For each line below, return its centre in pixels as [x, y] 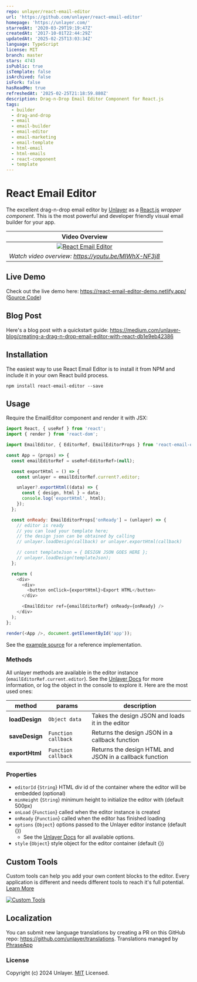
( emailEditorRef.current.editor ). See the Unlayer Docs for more [85, 678]
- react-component [34, 159]
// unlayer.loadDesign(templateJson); [64, 558]
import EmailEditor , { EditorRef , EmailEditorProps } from [80, 445]
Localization [29, 918]
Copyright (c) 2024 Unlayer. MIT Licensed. [58, 973]
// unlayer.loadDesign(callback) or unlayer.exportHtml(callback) [99, 542]
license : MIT [22, 50]
